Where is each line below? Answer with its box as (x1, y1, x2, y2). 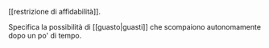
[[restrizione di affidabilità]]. (8, 7, 101, 16)
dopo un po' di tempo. (8, 31, 82, 40)
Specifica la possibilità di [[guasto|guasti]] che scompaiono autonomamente (8, 22, 262, 31)
